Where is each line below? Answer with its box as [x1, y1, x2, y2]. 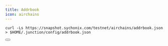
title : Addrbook [5, 7, 39, 12]
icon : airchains [5, 12, 39, 17]
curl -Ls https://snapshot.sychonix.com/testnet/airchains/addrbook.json [5, 25, 163, 30]
